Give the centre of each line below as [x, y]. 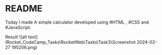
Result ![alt [16, 37]
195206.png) [25, 47]
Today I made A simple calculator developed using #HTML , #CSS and [77, 22]
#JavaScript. [18, 27]
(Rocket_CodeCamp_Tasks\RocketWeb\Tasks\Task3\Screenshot [70, 42]
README [24, 9]
